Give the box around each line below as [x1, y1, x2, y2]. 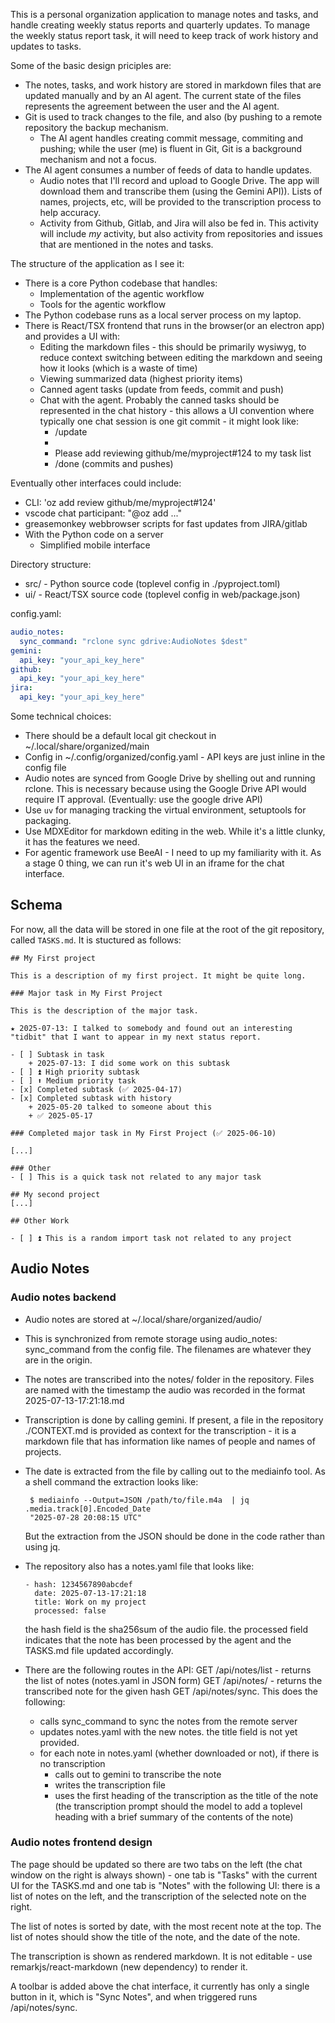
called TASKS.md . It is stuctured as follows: [10, 934, 182, 946]
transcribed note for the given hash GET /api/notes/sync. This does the [24, 1685, 318, 1697]
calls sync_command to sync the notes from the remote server [39, 1715, 298, 1727]
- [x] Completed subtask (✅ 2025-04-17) [10, 1084, 183, 1094]
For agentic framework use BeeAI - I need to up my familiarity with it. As [24, 847, 322, 858]
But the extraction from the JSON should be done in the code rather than [24, 1530, 325, 1542]
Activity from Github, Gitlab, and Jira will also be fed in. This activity [39, 217, 319, 229]
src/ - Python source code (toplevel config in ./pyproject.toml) [24, 578, 281, 589]
